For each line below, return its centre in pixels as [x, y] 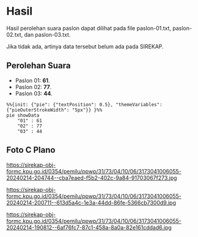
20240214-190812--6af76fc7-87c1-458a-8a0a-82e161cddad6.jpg [89, 227]
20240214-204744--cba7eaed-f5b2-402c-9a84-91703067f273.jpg [92, 178]
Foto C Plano [31, 150]
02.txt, [15, 34]
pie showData [23, 115]
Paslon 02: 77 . [33, 87]
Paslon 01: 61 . [32, 80]
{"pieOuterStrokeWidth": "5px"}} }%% [54, 110]
